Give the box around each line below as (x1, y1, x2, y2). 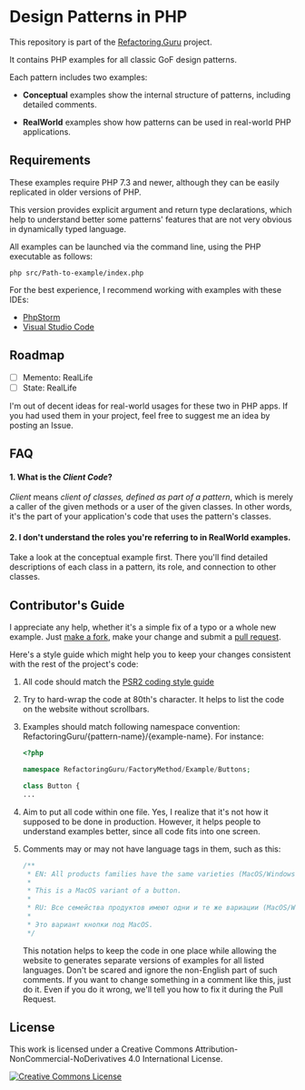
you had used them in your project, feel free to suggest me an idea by (9, 409, 271, 420)
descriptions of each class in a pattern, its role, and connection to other (9, 561, 277, 572)
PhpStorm (22, 311, 61, 322)
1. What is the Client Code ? (9, 471, 113, 482)
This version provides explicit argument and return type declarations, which (9, 204, 292, 215)
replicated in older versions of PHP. (9, 187, 143, 197)
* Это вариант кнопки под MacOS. (26, 920, 153, 929)
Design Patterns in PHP (9, 6, 188, 27)
